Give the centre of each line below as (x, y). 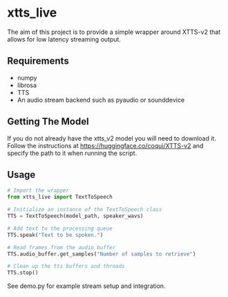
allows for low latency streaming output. (64, 39)
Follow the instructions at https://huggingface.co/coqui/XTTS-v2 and (105, 145)
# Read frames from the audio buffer (61, 247)
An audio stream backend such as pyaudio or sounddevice (101, 100)
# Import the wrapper (38, 191)
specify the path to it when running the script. (72, 153)
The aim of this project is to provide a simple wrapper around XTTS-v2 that (114, 32)
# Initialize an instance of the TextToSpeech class (85, 210)
